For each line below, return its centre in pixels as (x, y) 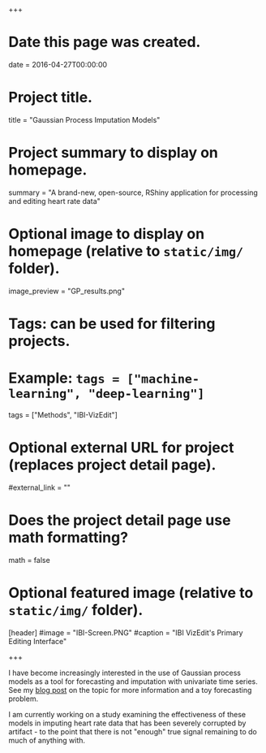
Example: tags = (64, 378)
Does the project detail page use (120, 520)
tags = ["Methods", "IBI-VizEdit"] (63, 414)
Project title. (51, 97)
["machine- (163, 379)
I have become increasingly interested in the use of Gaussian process (125, 673)
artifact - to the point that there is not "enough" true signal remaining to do (133, 731)
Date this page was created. (105, 42)
